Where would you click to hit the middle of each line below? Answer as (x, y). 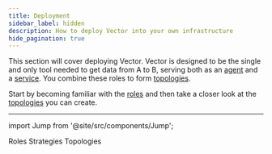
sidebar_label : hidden (47, 23)
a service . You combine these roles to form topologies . (100, 78)
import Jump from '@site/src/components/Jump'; (91, 126)
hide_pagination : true (47, 38)
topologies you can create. (53, 102)
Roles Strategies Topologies (55, 141)
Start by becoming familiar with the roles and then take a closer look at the (132, 94)
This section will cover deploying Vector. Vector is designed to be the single (135, 61)
